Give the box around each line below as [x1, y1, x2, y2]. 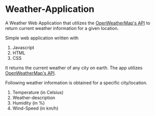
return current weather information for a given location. [5, 25, 119, 31]
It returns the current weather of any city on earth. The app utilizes [5, 65, 142, 71]
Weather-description [12, 95, 55, 101]
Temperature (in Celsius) [12, 89, 64, 95]
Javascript [12, 44, 34, 50]
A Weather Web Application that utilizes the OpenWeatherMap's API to [5, 20, 150, 26]
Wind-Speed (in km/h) [12, 105, 58, 111]
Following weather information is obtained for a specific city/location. [5, 80, 147, 86]
